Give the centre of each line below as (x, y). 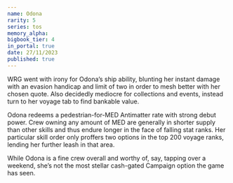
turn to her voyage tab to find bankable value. (73, 101)
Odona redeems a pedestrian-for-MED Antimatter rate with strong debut (112, 115)
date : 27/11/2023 (33, 53)
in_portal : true (31, 46)
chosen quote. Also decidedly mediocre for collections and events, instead (115, 94)
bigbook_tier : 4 (31, 40)
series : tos (25, 27)
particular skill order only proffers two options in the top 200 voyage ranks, (116, 137)
